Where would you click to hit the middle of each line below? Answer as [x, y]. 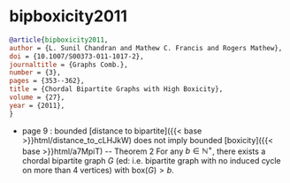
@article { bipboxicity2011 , [59, 40]
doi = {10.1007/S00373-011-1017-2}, [76, 56]
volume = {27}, [37, 98]
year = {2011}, [37, 105]
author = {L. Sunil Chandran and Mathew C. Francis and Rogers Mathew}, [146, 48]
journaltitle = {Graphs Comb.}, [69, 65]
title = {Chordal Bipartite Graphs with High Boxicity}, [116, 89]
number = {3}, [35, 72]
